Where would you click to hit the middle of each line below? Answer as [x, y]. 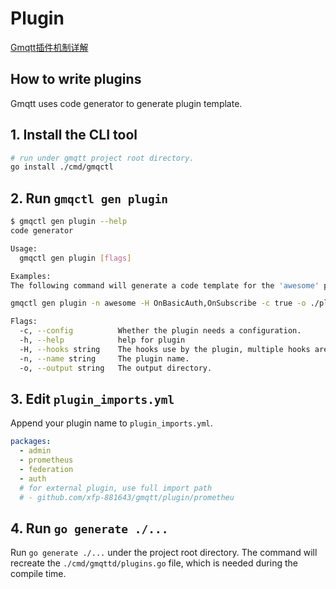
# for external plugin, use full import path [116, 488]
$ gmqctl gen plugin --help [69, 222]
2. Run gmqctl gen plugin [89, 198]
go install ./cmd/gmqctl [62, 167]
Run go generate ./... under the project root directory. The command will [164, 553]
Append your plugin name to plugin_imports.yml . [111, 423]
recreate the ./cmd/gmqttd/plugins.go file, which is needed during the [154, 563]
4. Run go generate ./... [89, 528]
